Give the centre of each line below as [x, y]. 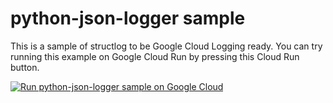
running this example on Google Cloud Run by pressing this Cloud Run [155, 56]
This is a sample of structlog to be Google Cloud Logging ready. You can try [166, 46]
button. [25, 67]
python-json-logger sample [128, 18]
